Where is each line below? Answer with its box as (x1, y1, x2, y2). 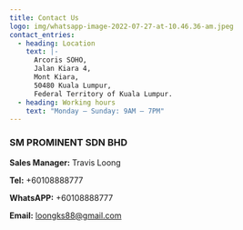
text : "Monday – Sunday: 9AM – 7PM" (25, 106, 166, 115)
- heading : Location (17, 38, 96, 48)
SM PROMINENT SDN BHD (9, 136, 128, 149)
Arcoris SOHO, (33, 55, 88, 65)
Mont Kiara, (33, 73, 79, 82)
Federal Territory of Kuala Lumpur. (33, 89, 173, 98)
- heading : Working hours (17, 97, 116, 107)
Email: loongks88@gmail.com (9, 210, 122, 221)
